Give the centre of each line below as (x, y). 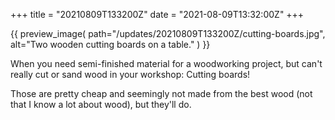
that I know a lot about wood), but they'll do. (101, 104)
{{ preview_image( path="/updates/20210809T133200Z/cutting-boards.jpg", (168, 33)
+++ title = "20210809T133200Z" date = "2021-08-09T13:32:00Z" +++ (157, 14)
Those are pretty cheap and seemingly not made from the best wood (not (161, 93)
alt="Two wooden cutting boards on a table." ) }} (110, 44)
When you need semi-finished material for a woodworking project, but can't (166, 63)
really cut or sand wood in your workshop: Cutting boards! (130, 74)
